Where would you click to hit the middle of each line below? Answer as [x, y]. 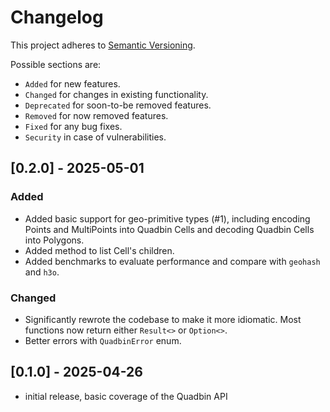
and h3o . [42, 272]
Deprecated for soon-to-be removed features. [118, 105]
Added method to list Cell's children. [99, 250]
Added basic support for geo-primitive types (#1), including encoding [167, 218]
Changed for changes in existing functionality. [116, 94]
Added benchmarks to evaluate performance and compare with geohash [172, 261]
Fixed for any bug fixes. [73, 126]
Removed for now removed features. [96, 115]
